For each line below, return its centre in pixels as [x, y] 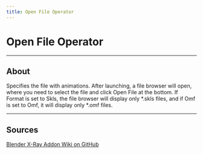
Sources [22, 130]
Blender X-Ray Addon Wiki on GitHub [53, 144]
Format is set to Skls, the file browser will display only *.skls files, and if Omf [101, 99]
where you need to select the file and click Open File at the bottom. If [92, 92]
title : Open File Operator [40, 12]
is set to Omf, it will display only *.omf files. [60, 105]
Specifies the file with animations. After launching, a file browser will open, [99, 86]
